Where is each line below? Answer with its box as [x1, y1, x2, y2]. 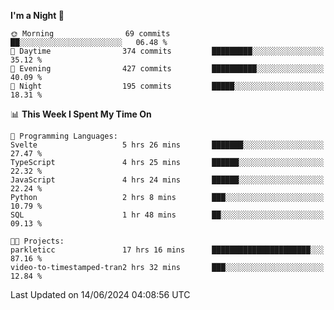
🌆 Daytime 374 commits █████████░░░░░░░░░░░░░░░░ [10, 46, 325, 56]
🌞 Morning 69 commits [10, 29, 171, 39]
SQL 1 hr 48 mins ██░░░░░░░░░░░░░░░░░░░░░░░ [10, 210, 325, 220]
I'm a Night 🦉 [10, 10, 65, 21]
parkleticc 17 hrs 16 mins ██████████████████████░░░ [10, 245, 325, 255]
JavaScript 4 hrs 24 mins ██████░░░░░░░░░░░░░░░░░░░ [10, 175, 325, 185]
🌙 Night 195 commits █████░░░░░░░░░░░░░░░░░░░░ [10, 81, 325, 91]
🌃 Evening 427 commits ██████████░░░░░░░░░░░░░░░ [10, 64, 325, 74]
